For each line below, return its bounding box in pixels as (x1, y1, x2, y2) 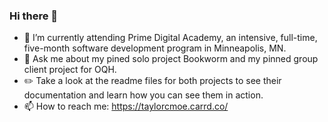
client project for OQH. (23, 64, 117, 76)
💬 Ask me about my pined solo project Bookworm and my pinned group (23, 53, 319, 65)
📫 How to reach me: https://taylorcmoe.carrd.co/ (23, 100, 229, 113)
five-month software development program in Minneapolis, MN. (23, 42, 287, 54)
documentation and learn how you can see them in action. (23, 89, 264, 101)
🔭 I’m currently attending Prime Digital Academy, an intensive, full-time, (23, 32, 318, 44)
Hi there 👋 (9, 9, 59, 23)
